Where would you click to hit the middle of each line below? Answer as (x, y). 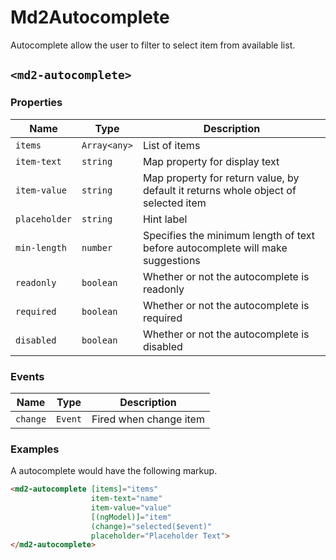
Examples (35, 449)
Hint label (165, 219)
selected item (174, 203)
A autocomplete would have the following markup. (114, 471)
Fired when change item (148, 419)
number (97, 247)
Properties (36, 103)
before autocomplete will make (215, 248)
